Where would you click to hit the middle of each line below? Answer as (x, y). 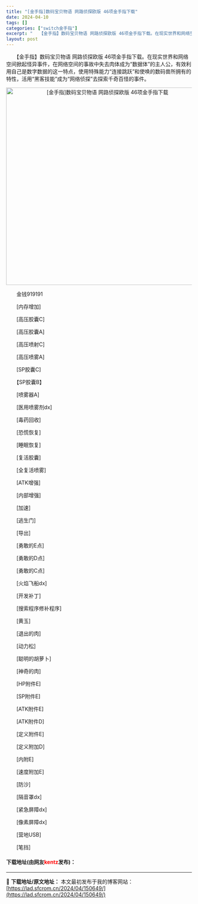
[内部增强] (29, 495)
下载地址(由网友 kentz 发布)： (41, 862)
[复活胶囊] (29, 457)
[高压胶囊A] (30, 332)
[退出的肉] (29, 633)
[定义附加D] (31, 747)
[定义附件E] (30, 734)
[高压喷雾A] (30, 357)
